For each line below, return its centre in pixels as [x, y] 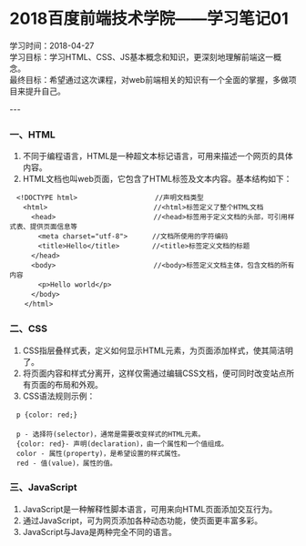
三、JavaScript [43, 488]
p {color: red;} [47, 415]
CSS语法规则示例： [59, 396]
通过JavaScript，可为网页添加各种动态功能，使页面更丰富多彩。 [143, 521]
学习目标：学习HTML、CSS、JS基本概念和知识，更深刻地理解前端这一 [142, 56]
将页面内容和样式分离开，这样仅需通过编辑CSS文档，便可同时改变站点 [154, 373]
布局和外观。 [78, 384]
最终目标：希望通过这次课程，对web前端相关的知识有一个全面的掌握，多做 [149, 79]
